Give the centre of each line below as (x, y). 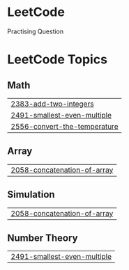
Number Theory (43, 238)
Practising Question (36, 31)
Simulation (31, 194)
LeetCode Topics (58, 59)
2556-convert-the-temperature (64, 126)
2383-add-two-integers (52, 104)
